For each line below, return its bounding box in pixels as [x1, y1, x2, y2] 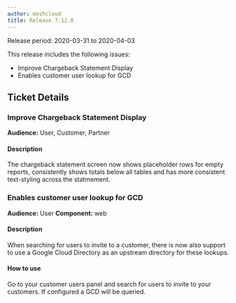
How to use [7, 264, 41, 273]
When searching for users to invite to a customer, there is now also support [7, 240, 226, 249]
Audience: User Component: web [7, 209, 107, 217]
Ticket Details [7, 91, 69, 103]
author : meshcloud [7, 10, 61, 18]
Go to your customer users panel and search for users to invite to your [7, 280, 211, 289]
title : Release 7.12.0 [7, 17, 74, 24]
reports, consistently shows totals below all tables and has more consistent [7, 168, 225, 176]
